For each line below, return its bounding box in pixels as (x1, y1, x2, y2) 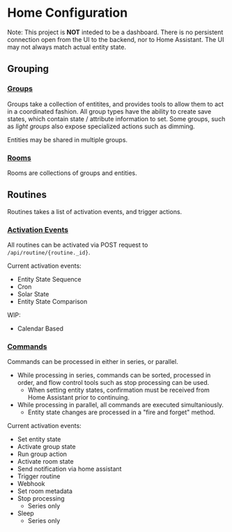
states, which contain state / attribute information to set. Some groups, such (7, 114, 226, 123)
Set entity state (17, 435, 61, 443)
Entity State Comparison (17, 298, 88, 306)
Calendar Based (17, 324, 64, 333)
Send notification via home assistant (17, 465, 122, 473)
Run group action (17, 450, 68, 458)
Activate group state (17, 443, 76, 451)
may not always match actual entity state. (7, 43, 127, 51)
